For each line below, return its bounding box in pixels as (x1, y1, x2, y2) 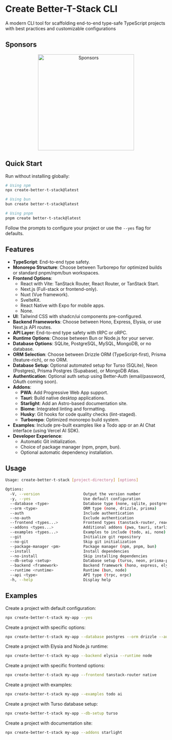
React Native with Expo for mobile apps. (20, 302, 105, 308)
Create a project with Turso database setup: (5, 701, 98, 707)
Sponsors (5, 40, 37, 49)
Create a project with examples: (5, 682, 73, 688)
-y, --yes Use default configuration (10, 496, 141, 502)
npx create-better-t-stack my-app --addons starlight (5, 730, 123, 735)
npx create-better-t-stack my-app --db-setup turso (5, 711, 118, 716)
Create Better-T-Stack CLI (5, 3, 118, 15)
